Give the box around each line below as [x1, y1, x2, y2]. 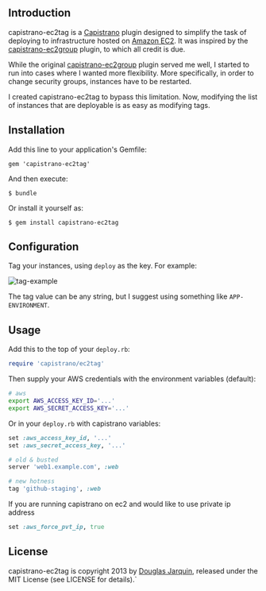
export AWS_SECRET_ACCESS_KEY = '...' [8, 404, 129, 412]
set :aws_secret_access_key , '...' [8, 441, 126, 450]
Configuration [8, 240, 79, 253]
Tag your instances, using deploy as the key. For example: [8, 261, 197, 271]
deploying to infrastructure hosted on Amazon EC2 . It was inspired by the [8, 36, 249, 45]
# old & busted [8, 456, 59, 464]
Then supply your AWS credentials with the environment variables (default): [8, 374, 256, 384]
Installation [8, 123, 65, 137]
